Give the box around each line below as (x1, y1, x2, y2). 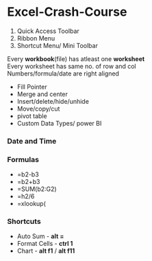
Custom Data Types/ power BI (16, 119, 102, 127)
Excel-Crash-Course (7, 4, 127, 20)
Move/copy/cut (16, 104, 60, 113)
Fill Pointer (16, 82, 47, 91)
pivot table (16, 111, 47, 120)
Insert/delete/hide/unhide (16, 97, 89, 105)
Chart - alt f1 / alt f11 (16, 247, 75, 255)
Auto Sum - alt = (16, 232, 64, 240)
